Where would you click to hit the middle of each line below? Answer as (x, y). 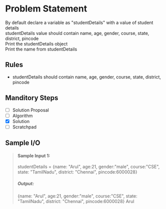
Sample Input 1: (34, 155)
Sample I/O (23, 143)
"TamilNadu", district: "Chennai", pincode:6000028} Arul (76, 201)
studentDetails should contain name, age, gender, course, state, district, (87, 77)
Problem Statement (46, 9)
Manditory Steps (32, 98)
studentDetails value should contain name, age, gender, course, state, (77, 33)
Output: (25, 183)
